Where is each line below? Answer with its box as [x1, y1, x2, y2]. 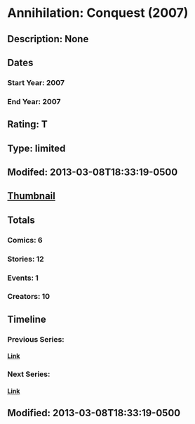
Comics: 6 [7, 235, 43, 245]
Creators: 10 [7, 292, 51, 302]
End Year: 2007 [7, 96, 61, 106]
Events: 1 [7, 273, 39, 283]
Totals [7, 214, 35, 226]
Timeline [7, 313, 47, 325]
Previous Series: [7, 334, 65, 344]
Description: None [7, 33, 89, 45]
